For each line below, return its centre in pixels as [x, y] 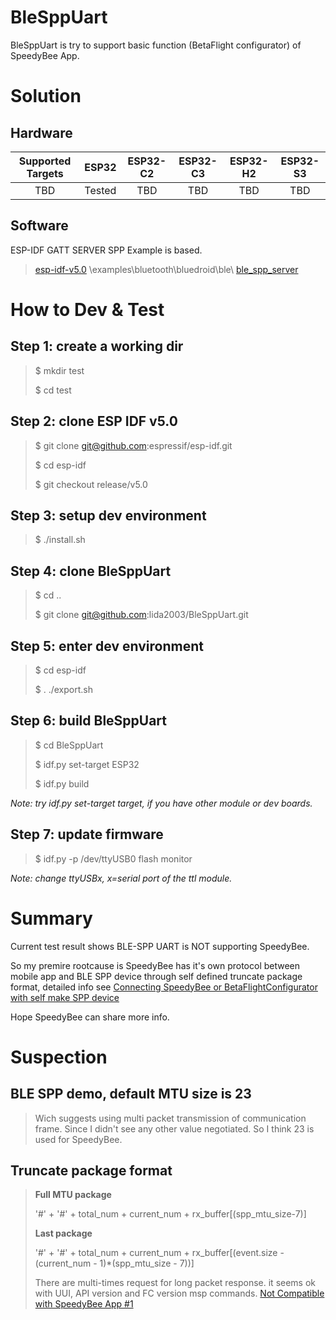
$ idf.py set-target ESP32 [87, 764]
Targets [45, 173]
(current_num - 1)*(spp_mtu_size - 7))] [114, 1263]
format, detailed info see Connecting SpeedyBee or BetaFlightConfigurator [164, 987]
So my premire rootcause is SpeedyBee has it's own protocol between [155, 965]
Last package [63, 1233]
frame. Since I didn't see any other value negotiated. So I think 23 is [174, 1128]
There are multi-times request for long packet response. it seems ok [175, 1283]
